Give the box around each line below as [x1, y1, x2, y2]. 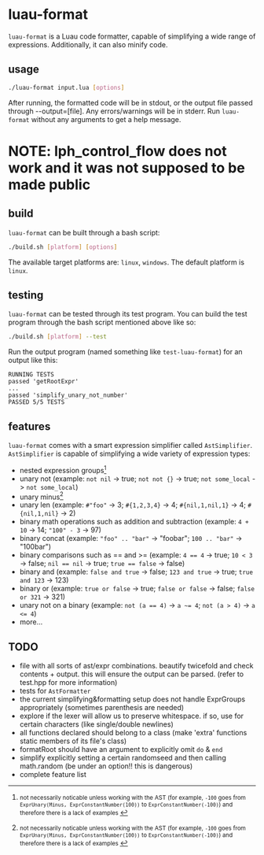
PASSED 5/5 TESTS [8, 398, 65, 406]
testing [8, 288, 44, 302]
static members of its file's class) [19, 736, 127, 746]
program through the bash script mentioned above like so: [8, 317, 196, 328]
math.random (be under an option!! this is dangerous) [19, 761, 193, 771]
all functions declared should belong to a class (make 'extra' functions [19, 728, 247, 738]
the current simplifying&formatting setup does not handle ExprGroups [19, 694, 246, 704]
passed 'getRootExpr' [8, 378, 79, 386]
